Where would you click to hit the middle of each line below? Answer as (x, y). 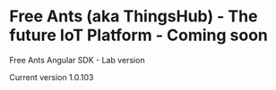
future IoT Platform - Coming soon (139, 35)
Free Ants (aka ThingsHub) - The (134, 16)
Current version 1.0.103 (52, 77)
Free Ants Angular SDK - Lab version (77, 60)
